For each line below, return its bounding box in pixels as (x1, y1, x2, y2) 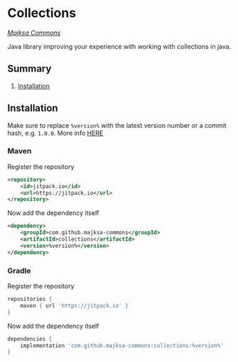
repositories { (7, 296, 53, 303)
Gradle (7, 265, 31, 275)
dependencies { (7, 335, 53, 342)
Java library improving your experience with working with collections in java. (7, 42, 232, 50)
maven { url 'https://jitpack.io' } (20, 302, 129, 309)
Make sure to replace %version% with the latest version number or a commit (7, 121, 227, 129)
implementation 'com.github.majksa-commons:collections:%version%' (20, 342, 224, 349)
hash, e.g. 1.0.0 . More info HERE (7, 128, 104, 137)
